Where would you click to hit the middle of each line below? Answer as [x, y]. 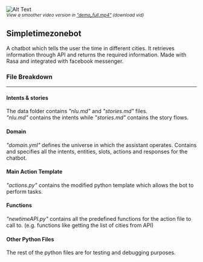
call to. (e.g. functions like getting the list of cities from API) [80, 225]
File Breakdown [29, 77]
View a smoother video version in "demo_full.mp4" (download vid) [75, 15]
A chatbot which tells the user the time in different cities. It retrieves [91, 48]
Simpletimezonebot [44, 34]
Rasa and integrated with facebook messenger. [65, 61]
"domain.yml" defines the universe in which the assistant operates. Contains [101, 145]
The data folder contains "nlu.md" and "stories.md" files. [77, 111]
